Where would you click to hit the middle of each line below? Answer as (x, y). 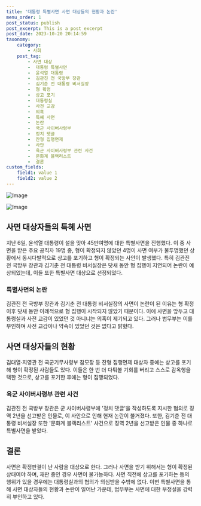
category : (29, 45)
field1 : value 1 (37, 173)
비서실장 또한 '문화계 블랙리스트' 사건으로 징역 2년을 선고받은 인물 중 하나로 (105, 423)
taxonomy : (19, 39)
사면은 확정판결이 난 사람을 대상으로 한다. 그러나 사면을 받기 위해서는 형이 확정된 (100, 467)
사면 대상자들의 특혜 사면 (49, 227)
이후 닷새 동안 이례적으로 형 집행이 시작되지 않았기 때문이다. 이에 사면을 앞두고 (97, 311)
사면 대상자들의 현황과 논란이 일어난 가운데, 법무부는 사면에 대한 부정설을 (97, 489)
